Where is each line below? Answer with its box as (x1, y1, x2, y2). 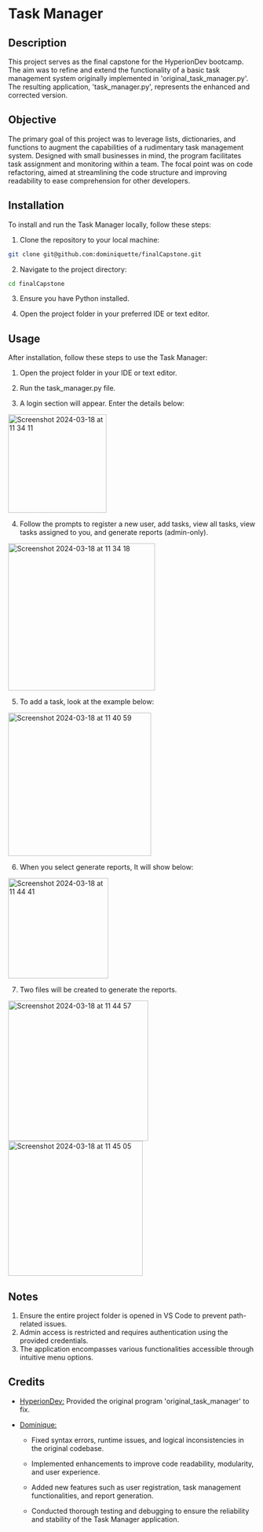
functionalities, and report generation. (31, 1490, 154, 1500)
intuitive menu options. (19, 1352, 94, 1362)
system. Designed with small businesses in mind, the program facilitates (8, 150, 242, 160)
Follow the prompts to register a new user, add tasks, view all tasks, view (19, 519, 256, 529)
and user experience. (31, 1467, 100, 1477)
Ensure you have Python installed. (19, 294, 130, 303)
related (19, 1319, 43, 1328)
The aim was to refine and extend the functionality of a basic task (8, 65, 221, 75)
